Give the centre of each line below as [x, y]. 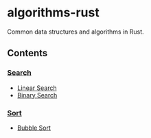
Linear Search [37, 88]
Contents [27, 53]
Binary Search [37, 95]
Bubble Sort [34, 128]
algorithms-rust [53, 13]
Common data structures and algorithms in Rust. [75, 32]
